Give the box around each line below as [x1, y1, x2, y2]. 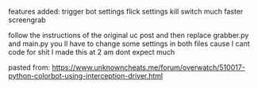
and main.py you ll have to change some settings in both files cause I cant [8, 39, 250, 48]
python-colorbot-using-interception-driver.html [8, 71, 164, 80]
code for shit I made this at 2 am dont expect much [8, 48, 175, 56]
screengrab [8, 15, 46, 25]
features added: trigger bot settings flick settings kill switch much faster [8, 7, 244, 16]
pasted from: [8, 63, 50, 72]
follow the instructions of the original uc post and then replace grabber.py [8, 31, 249, 40]
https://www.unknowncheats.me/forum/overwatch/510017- [51, 63, 246, 72]
